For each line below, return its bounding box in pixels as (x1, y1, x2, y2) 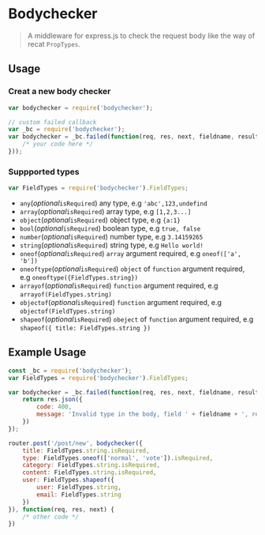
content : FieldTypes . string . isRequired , (22, 469, 157, 477)
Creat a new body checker (8, 86, 111, 97)
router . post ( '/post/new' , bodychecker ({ (8, 439, 144, 447)
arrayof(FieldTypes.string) (19, 291, 112, 299)
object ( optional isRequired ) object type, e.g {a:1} (19, 215, 181, 225)
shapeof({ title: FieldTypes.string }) (19, 325, 151, 333)
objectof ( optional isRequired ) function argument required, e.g (19, 298, 222, 307)
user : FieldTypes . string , (36, 484, 122, 492)
